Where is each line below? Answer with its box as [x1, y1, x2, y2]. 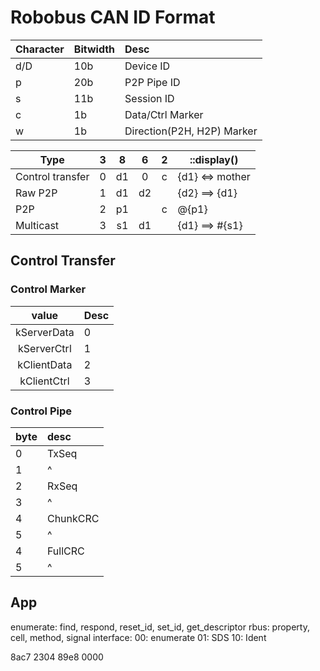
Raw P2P [15, 186, 58, 200]
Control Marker [10, 282, 87, 296]
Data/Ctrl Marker [124, 107, 204, 121]
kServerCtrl [18, 341, 72, 355]
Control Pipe [10, 404, 73, 418]
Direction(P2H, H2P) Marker [124, 124, 258, 138]
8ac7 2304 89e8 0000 [10, 651, 104, 663]
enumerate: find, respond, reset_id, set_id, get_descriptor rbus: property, [10, 621, 310, 633]
